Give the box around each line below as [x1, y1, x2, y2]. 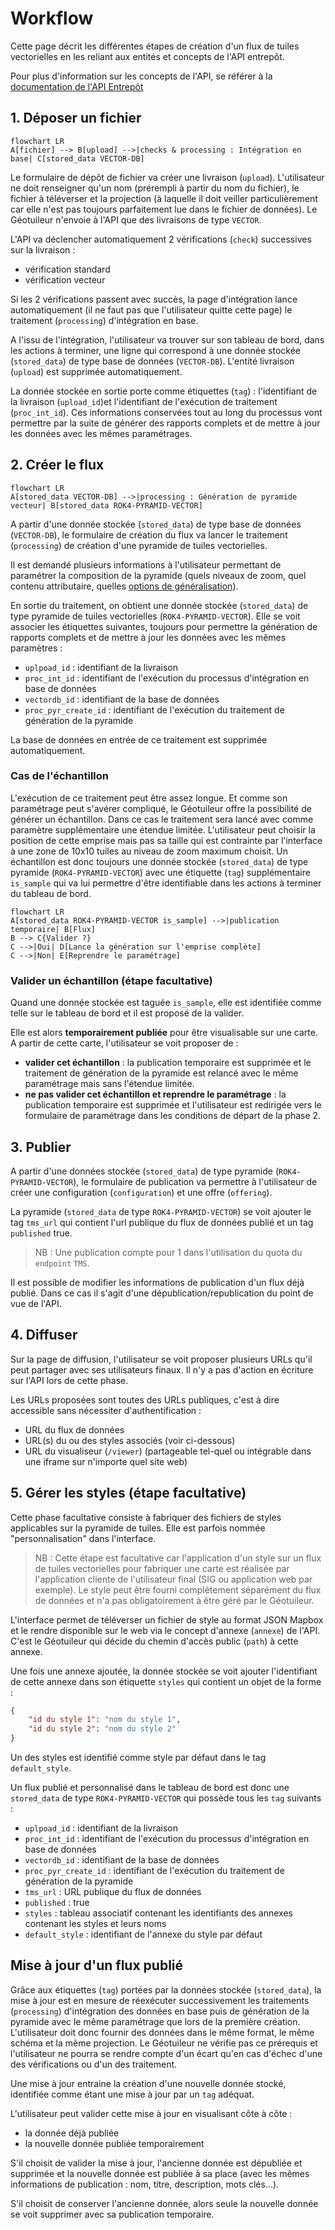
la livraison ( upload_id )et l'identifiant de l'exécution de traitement [10, 395, 278, 407]
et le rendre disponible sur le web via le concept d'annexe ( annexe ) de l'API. [10, 1624, 321, 1636]
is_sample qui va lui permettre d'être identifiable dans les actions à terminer [10, 877, 322, 889]
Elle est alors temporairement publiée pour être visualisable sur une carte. [10, 1027, 318, 1039]
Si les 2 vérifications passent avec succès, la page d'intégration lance [10, 293, 298, 305]
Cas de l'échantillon [10, 769, 109, 783]
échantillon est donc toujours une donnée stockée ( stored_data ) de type [10, 855, 309, 867]
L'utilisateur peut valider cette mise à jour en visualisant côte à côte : [10, 2107, 293, 2119]
